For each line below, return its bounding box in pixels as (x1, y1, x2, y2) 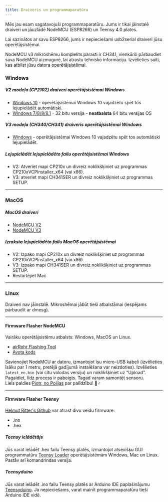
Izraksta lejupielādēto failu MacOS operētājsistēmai (5, 239, 116, 245)
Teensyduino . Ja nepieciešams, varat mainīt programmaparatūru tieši (5, 486, 148, 492)
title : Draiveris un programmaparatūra (5, 7, 88, 13)
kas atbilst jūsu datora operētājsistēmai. (5, 62, 87, 68)
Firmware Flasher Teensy (5, 396, 59, 402)
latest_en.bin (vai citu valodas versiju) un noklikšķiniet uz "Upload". (5, 369, 146, 375)
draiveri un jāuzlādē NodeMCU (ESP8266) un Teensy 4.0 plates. (5, 26, 137, 33)
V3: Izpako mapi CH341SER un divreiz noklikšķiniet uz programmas (12, 262, 151, 268)
